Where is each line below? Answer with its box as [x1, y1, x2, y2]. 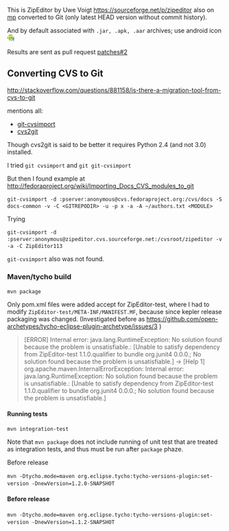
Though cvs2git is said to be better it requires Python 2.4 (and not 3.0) [7, 140, 207, 148]
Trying [7, 214, 25, 223]
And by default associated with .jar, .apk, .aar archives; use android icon [7, 27, 221, 34]
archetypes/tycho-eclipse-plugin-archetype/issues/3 [7, 322, 158, 330]
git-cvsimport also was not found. [7, 254, 105, 263]
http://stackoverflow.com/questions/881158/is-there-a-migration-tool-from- [7, 86, 221, 94]
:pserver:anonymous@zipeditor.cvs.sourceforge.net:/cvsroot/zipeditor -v [7, 236, 223, 242]
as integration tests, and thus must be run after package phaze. [7, 445, 184, 453]
